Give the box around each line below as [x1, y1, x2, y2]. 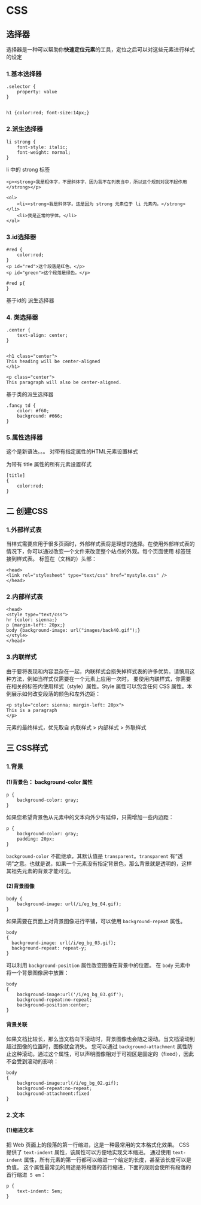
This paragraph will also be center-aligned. [6, 379, 121, 386]
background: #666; [17, 413, 63, 419]
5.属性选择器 [6, 433, 43, 442]
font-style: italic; [17, 144, 68, 150]
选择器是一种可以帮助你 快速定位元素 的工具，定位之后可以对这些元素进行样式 [6, 46, 195, 53]
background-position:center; [17, 1002, 90, 1008]
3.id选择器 [6, 233, 36, 241]
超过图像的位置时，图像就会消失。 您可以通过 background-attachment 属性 [6, 1042, 188, 1050]
